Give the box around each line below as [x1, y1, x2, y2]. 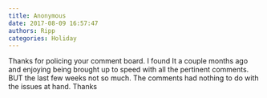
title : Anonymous [8, 11, 67, 20]
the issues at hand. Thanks [8, 82, 98, 92]
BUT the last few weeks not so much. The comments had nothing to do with [8, 73, 259, 83]
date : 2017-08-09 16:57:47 [8, 19, 99, 27]
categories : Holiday [8, 34, 78, 43]
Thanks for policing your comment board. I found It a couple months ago [8, 56, 249, 66]
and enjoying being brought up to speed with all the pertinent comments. [8, 65, 249, 75]
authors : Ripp [8, 27, 56, 35]
